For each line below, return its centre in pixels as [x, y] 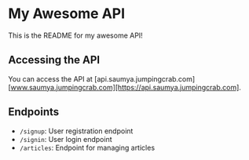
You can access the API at [50, 78]
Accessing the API [54, 60]
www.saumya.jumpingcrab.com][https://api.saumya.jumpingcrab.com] [125, 87]
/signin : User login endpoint [66, 139]
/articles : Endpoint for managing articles [87, 147]
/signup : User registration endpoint [76, 131]
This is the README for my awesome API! [75, 35]
